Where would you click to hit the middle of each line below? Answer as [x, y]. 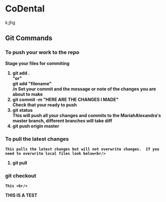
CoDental [25, 9]
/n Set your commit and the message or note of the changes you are [84, 89]
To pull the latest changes [37, 139]
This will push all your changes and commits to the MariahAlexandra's [86, 115]
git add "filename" [32, 83]
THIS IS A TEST [21, 196]
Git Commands [29, 38]
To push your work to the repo [42, 52]
